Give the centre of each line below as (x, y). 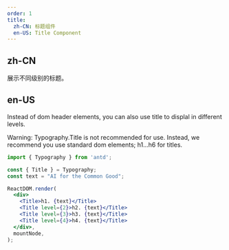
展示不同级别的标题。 (37, 78)
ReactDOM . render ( (32, 189)
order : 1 (20, 13)
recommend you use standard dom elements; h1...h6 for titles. (95, 145)
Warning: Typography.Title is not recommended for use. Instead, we (103, 137)
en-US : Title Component (47, 33)
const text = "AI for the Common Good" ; (66, 176)
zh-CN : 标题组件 (35, 26)
